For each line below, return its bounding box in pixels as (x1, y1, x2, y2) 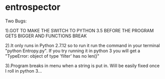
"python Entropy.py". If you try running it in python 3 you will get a (5, 48, 141, 54)
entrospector (5, 1, 61, 13)
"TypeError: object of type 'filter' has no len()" (5, 53, 99, 59)
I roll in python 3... (5, 68, 42, 74)
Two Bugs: (5, 18, 27, 24)
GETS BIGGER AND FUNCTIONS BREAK (5, 33, 87, 39)
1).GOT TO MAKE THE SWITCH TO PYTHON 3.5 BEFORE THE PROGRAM (5, 27, 154, 33)
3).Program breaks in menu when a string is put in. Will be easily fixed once (5, 63, 160, 69)
